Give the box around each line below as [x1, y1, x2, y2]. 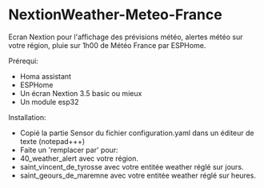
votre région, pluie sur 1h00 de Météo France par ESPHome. [8, 40, 206, 50]
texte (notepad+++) [19, 136, 86, 146]
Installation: [8, 112, 46, 122]
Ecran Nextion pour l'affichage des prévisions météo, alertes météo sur [8, 32, 243, 42]
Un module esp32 [19, 97, 79, 106]
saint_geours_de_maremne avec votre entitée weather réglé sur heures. [19, 170, 256, 180]
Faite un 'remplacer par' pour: [19, 145, 118, 154]
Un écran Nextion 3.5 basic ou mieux [19, 88, 142, 98]
